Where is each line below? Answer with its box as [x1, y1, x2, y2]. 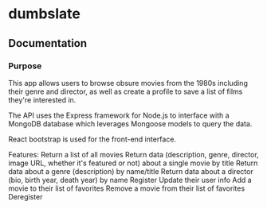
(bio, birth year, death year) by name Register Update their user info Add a [8, 175, 253, 184]
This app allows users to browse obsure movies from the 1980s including [8, 78, 249, 87]
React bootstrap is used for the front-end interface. [8, 134, 177, 144]
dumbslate [8, 5, 81, 23]
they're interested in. [8, 95, 77, 104]
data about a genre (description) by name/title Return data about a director [8, 166, 253, 176]
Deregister [8, 192, 43, 201]
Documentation [8, 37, 88, 50]
